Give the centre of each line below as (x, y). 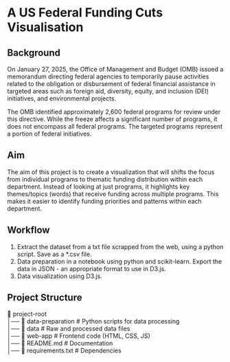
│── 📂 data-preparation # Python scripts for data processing (93, 321)
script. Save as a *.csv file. (54, 254)
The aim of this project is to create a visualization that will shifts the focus (111, 172)
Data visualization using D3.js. (60, 276)
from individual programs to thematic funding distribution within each (105, 179)
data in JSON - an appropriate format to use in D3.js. (91, 268)
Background (34, 53)
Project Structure (45, 298)
